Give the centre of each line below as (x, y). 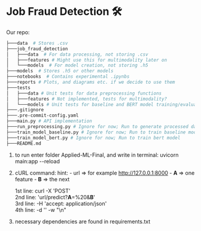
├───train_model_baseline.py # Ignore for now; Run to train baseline (96, 132)
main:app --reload (37, 161)
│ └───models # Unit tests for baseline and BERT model (80, 104)
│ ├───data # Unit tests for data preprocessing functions (84, 93)
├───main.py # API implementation (49, 121)
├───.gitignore (25, 110)
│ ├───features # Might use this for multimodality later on (87, 60)
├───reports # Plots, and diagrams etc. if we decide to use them (91, 82)
